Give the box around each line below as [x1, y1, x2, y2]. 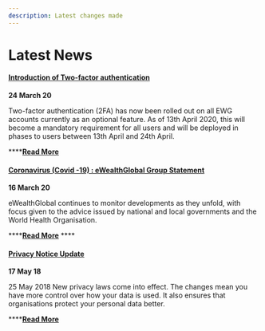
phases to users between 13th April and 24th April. [8, 132, 175, 141]
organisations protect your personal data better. [8, 299, 165, 309]
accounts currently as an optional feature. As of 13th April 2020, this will [8, 115, 246, 124]
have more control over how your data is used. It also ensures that [8, 290, 226, 300]
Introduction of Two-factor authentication [8, 73, 150, 82]
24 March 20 [8, 91, 52, 100]
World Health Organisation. [8, 215, 97, 225]
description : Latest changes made [8, 11, 124, 20]
